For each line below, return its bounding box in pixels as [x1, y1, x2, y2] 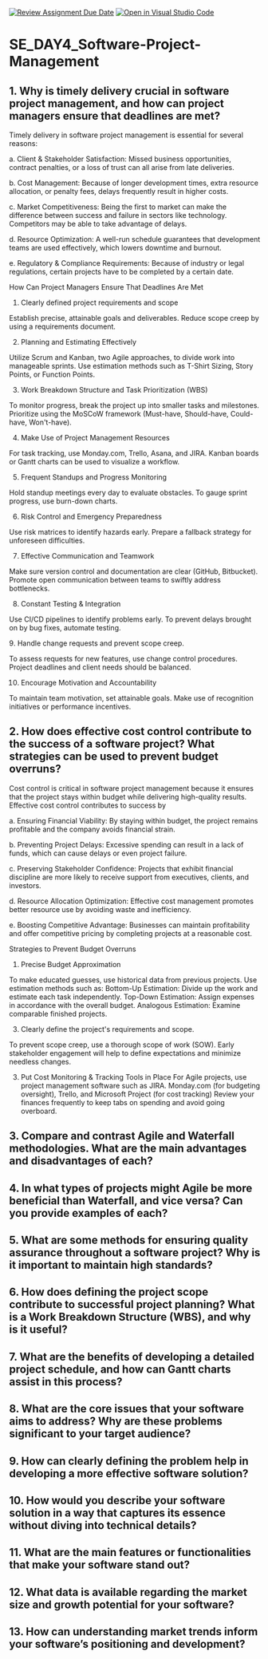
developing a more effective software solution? [9, 1467, 249, 1480]
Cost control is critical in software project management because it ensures [9, 783, 254, 793]
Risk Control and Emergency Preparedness [20, 512, 163, 521]
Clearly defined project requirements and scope [20, 298, 179, 307]
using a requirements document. [9, 322, 116, 331]
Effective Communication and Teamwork [20, 551, 155, 560]
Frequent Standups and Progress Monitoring [20, 472, 167, 482]
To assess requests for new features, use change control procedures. [9, 654, 238, 663]
